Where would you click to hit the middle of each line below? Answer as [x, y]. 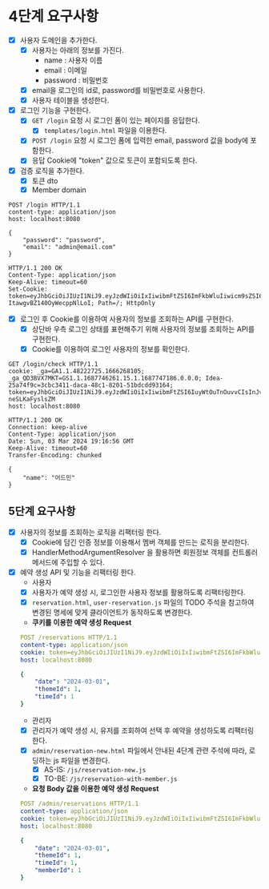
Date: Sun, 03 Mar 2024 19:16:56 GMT [71, 441]
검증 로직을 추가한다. [52, 171]
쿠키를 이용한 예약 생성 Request [82, 622]
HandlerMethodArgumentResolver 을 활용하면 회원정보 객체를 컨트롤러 [145, 552]
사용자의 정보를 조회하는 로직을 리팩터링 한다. [90, 532]
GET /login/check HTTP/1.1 [53, 364]
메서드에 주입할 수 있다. [68, 562]
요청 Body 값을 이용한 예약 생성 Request [95, 789]
